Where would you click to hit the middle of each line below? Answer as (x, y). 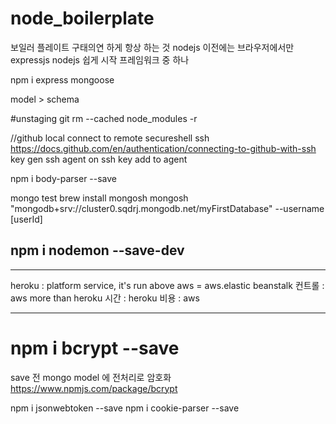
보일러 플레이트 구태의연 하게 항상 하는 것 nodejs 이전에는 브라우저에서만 (152, 47)
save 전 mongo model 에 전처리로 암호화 (91, 377)
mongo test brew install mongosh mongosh (99, 198)
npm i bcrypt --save (95, 348)
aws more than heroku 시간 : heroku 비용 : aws (105, 298)
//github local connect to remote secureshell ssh (110, 138)
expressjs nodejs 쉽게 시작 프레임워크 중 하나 (100, 59)
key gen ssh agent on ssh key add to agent (99, 159)
